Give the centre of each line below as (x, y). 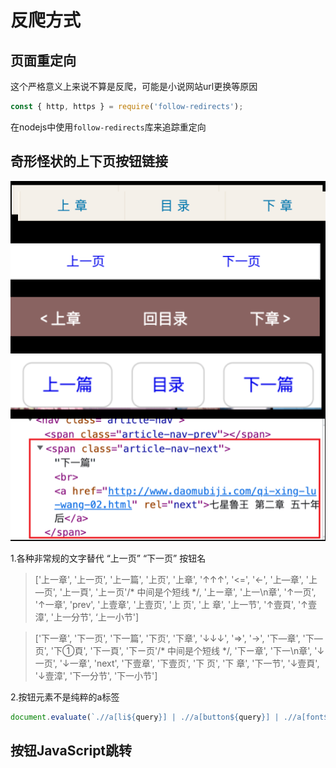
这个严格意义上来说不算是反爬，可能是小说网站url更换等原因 (134, 86)
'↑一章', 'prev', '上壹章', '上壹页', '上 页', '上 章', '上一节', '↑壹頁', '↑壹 (175, 604)
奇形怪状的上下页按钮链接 (89, 161)
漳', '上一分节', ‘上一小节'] (86, 617)
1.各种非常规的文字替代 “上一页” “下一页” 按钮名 (108, 558)
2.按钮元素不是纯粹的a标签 (65, 697)
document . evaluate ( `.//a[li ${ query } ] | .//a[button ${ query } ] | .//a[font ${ (171, 717)
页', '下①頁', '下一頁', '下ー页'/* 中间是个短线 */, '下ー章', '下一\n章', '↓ (179, 650)
